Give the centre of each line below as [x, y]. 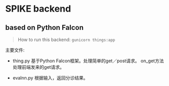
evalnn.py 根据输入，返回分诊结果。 [50, 78]
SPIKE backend [38, 9]
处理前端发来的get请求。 [38, 67]
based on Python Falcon [45, 28]
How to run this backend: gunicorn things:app [66, 39]
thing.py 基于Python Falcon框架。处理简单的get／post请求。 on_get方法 [88, 61]
